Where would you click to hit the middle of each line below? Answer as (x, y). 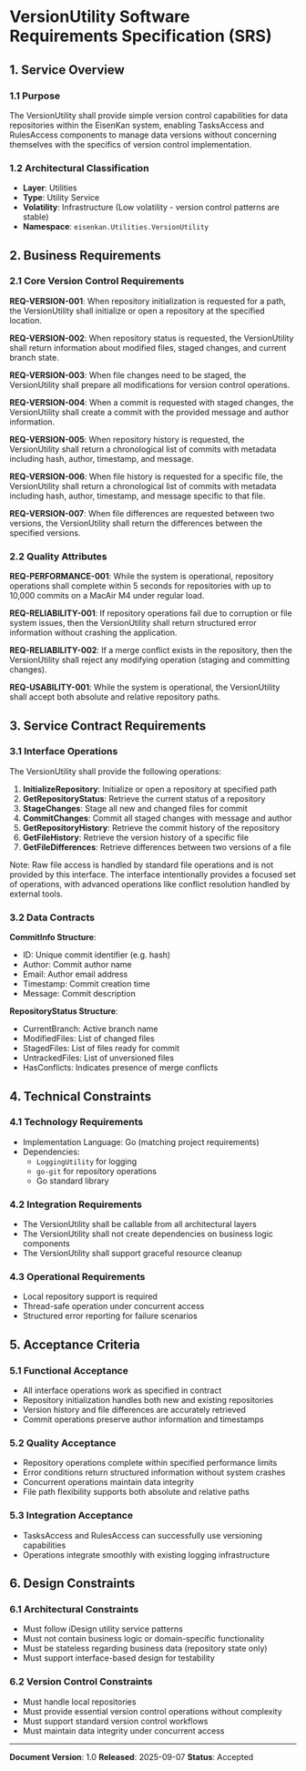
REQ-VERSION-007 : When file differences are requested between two (142, 513)
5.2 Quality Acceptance (63, 1443)
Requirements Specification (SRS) (141, 36)
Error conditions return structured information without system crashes (154, 1472)
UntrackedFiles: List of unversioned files (98, 1058)
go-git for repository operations (97, 1171)
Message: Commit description (79, 994)
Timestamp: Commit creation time (86, 984)
